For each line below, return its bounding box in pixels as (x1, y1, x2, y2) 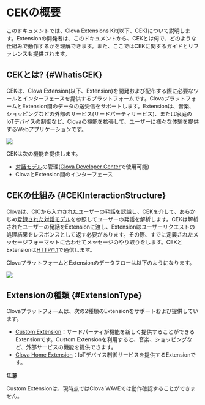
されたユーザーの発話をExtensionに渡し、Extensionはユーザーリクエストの (6, 223, 195, 230)
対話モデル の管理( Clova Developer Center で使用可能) (15, 163, 150, 170)
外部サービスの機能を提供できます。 (26, 344, 117, 351)
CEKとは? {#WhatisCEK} (6, 70, 103, 80)
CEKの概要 (6, 6, 61, 20)
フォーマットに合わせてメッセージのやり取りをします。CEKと (27, 238, 183, 246)
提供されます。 (32, 50, 70, 57)
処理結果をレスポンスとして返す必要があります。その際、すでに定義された (6, 230, 194, 238)
